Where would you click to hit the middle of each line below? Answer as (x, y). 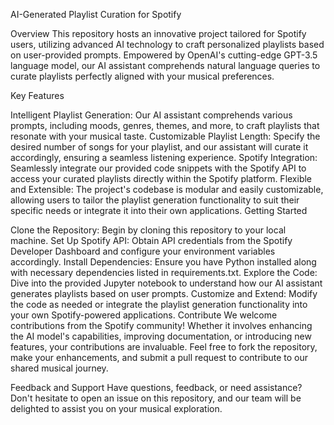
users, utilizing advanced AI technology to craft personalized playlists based (167, 44)
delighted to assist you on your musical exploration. (116, 408)
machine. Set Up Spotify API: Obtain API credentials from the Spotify (151, 240)
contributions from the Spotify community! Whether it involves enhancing (161, 325)
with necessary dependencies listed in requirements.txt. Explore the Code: (164, 272)
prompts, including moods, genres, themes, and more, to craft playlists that (165, 125)
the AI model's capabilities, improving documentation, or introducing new (161, 336)
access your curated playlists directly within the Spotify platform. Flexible (161, 178)
